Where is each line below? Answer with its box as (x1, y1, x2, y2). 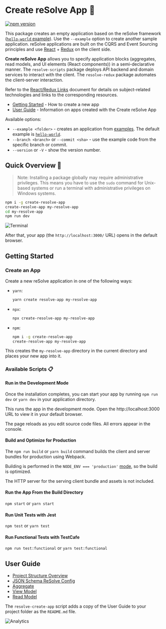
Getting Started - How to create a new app (12, 101, 100, 107)
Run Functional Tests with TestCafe (5, 534, 80, 540)
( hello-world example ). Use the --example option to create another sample (5, 36, 158, 42)
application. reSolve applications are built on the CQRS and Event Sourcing (5, 41, 158, 47)
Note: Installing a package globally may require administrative (17, 174, 144, 180)
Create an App (5, 267, 41, 274)
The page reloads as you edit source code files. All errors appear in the (5, 421, 151, 427)
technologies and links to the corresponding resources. (5, 92, 118, 98)
